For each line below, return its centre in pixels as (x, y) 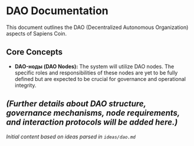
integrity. (25, 85)
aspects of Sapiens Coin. (37, 33)
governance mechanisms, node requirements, (93, 113)
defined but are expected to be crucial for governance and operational (100, 79)
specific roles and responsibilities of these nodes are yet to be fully (96, 73)
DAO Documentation (57, 11)
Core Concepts (34, 52)
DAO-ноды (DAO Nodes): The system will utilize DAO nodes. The (94, 66)
